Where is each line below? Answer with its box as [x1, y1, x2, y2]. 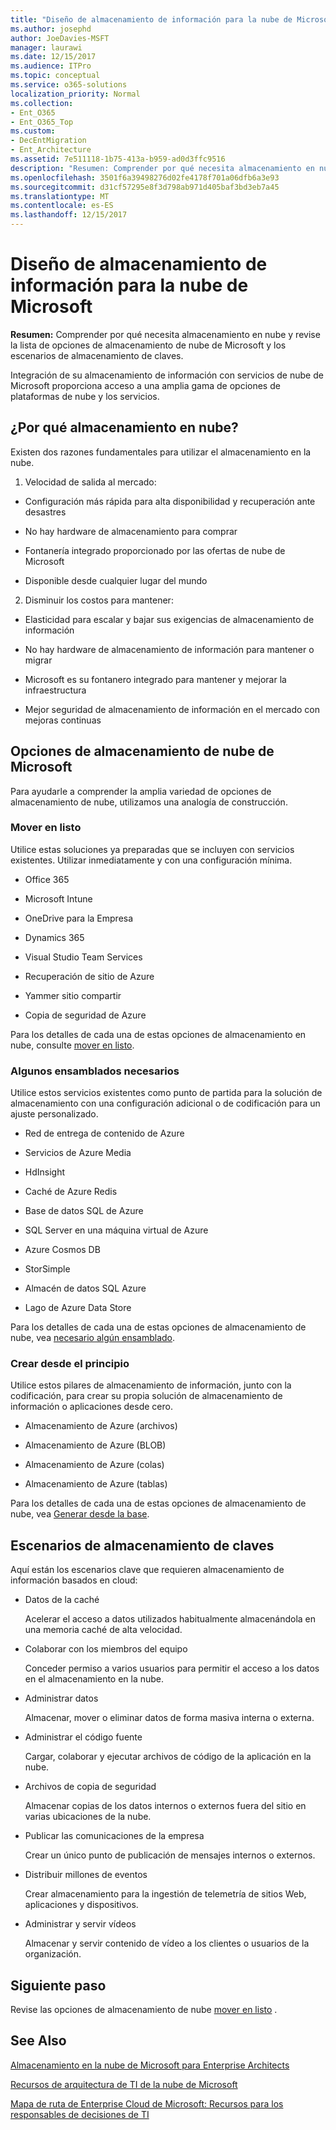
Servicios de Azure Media [24, 1147, 132, 1159]
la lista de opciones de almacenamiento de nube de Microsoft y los [10, 339, 287, 351]
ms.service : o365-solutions [10, 80, 128, 90]
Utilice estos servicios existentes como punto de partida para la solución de [10, 1087, 323, 1099]
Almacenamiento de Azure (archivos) [24, 1420, 178, 1432]
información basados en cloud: [10, 1574, 138, 1586]
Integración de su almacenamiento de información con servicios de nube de [10, 369, 324, 381]
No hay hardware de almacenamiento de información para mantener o [24, 643, 315, 655]
